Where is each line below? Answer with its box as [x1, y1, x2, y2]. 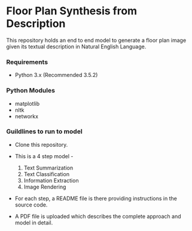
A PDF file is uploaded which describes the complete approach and [14, 212, 181, 220]
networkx [14, 112, 39, 120]
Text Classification [23, 170, 70, 177]
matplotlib [14, 100, 40, 107]
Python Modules [6, 87, 56, 95]
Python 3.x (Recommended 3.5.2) [14, 72, 98, 79]
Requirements [6, 58, 48, 66]
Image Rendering [23, 183, 66, 190]
